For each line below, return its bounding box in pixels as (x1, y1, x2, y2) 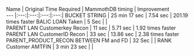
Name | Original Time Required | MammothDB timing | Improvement (6, 6, 169, 12)
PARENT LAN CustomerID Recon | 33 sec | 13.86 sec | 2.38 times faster (6, 31, 179, 38)
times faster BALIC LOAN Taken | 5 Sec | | (6, 18, 108, 25)
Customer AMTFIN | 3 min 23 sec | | (6, 43, 94, 50)
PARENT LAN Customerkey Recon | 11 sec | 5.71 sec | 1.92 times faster (6, 24, 176, 31)
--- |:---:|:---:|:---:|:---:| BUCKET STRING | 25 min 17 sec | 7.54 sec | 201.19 (6, 12, 188, 19)
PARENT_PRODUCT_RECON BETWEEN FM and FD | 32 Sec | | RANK (6, 37, 172, 44)
